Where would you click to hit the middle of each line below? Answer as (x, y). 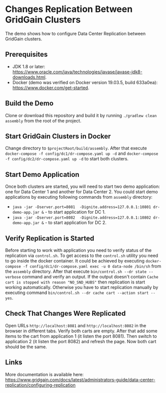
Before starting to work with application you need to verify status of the (79, 250)
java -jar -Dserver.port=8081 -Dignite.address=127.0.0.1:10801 (82, 207)
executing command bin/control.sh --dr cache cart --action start (77, 293)
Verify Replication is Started (50, 238)
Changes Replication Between (69, 9)
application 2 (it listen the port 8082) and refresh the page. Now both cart (81, 341)
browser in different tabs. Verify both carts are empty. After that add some (82, 331)
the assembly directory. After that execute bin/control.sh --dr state (76, 271)
